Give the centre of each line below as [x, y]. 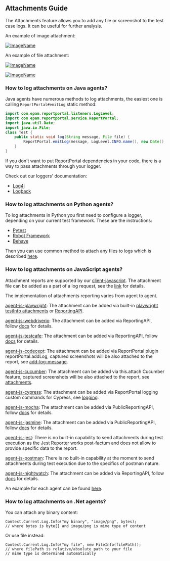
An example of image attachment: [40, 35]
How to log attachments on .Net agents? [56, 501]
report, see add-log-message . [37, 361]
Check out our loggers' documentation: [46, 176]
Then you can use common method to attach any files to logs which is [78, 251]
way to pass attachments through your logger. [53, 166]
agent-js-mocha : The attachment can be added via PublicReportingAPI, [80, 407]
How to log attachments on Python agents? [59, 204]
